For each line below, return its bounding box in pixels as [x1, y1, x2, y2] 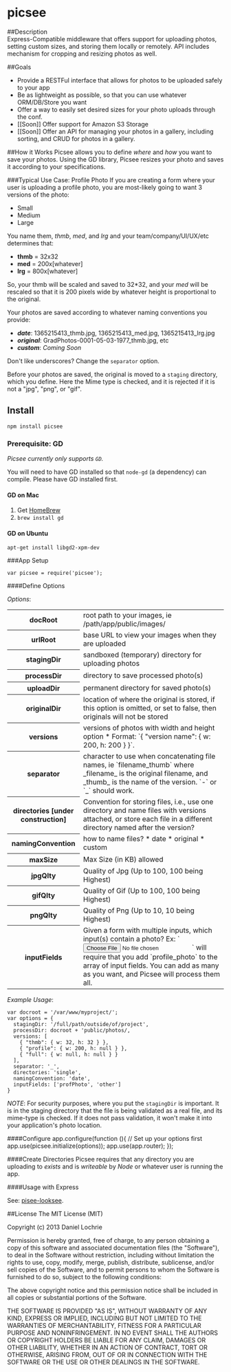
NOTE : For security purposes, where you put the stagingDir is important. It [7, 1099, 219, 1108]
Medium [16, 211, 41, 219]
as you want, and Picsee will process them [82, 970, 220, 979]
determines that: [7, 239, 54, 247]
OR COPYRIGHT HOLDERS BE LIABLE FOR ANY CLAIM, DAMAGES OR [7, 1336, 206, 1344]
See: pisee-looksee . [7, 1197, 64, 1205]
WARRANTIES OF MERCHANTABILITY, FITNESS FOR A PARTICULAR [7, 1322, 201, 1330]
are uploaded [82, 639, 126, 649]
